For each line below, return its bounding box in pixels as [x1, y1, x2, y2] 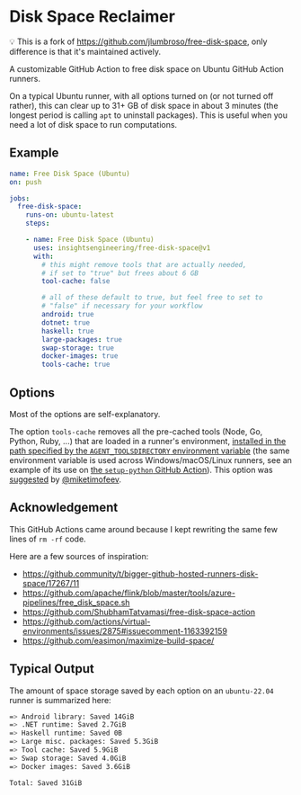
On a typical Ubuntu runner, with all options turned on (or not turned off [9, 90, 274, 101]
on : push [9, 177, 42, 186]
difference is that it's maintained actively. [9, 46, 162, 57]
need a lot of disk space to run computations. [9, 119, 178, 130]
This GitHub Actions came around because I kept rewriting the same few [9, 523, 279, 534]
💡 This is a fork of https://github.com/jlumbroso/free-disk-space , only [9, 36, 268, 47]
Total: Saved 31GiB [9, 778, 83, 788]
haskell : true [41, 326, 94, 335]
